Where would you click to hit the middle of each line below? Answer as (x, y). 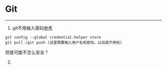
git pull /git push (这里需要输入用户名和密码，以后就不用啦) (64, 42)
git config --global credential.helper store (53, 37)
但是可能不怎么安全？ (27, 52)
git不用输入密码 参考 (33, 28)
